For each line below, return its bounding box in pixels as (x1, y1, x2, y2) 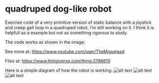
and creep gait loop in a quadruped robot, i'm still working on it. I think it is (5, 24, 154, 30)
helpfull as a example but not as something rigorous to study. (5, 30, 128, 35)
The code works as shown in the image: (5, 39, 85, 45)
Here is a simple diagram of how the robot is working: (5, 67, 113, 73)
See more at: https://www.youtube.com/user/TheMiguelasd (5, 49, 125, 54)
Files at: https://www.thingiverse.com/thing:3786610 (5, 58, 111, 64)
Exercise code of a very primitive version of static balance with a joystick (5, 19, 152, 25)
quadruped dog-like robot (5, 3, 112, 15)
